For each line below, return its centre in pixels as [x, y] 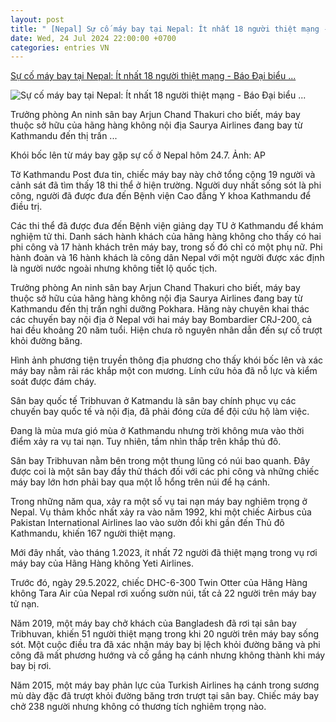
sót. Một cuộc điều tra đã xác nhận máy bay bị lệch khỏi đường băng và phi [165, 645]
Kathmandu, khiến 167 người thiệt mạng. [93, 533]
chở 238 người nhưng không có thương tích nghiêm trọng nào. [138, 707]
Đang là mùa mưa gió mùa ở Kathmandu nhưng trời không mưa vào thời [157, 431]
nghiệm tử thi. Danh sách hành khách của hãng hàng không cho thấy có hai [166, 237]
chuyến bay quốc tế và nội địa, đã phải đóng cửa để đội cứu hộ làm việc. [160, 412]
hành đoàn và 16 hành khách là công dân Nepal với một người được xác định [167, 258]
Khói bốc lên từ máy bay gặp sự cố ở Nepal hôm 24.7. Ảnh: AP [138, 155]
